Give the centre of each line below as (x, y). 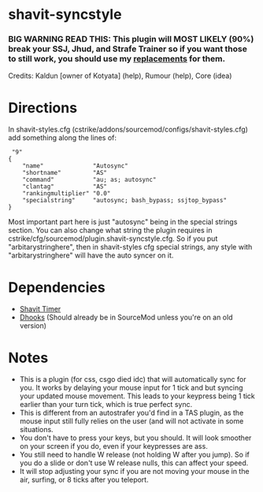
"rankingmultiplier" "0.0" (67, 194)
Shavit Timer (40, 309)
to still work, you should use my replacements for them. (117, 59)
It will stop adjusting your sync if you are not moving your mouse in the (134, 472)
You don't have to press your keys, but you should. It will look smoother (135, 438)
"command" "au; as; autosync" (89, 180)
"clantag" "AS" (65, 187)
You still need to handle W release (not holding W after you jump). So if (134, 455)
